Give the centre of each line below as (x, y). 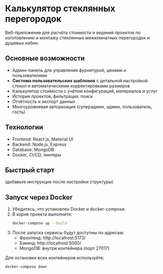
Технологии (24, 127)
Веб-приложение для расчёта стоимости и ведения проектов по (73, 32)
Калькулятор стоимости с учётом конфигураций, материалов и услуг (85, 91)
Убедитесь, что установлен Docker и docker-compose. (69, 209)
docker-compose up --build (40, 224)
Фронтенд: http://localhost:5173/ (53, 238)
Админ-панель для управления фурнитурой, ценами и (69, 70)
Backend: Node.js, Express (39, 144)
